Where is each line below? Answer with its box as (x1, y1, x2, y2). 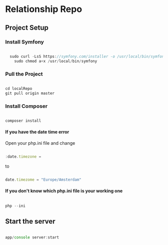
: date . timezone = (5, 154, 41, 159)
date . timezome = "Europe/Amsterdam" (5, 177, 81, 182)
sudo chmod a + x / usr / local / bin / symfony (14, 58, 97, 63)
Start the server (5, 217, 56, 226)
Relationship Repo (5, 3, 82, 15)
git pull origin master (5, 91, 55, 96)
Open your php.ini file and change (5, 140, 75, 146)
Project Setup (5, 23, 49, 32)
